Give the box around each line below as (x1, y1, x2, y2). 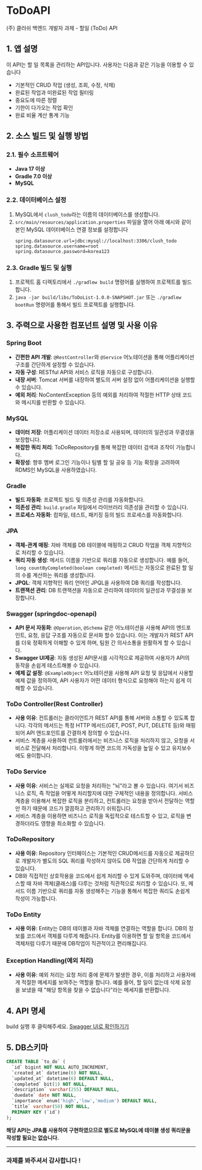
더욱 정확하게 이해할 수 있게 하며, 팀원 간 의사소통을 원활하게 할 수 (21, 639, 176, 646)
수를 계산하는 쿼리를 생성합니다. (21, 571, 96, 578)
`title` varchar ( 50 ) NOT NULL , (11, 1104, 90, 1110)
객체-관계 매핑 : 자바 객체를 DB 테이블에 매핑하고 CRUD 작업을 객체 (14, 541, 171, 548)
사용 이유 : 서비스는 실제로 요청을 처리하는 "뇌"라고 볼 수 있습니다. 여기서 (14, 782, 183, 789)
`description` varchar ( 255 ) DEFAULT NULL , (11, 1087, 120, 1093)
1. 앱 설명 (6, 43, 38, 54)
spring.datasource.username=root (14, 243, 99, 249)
